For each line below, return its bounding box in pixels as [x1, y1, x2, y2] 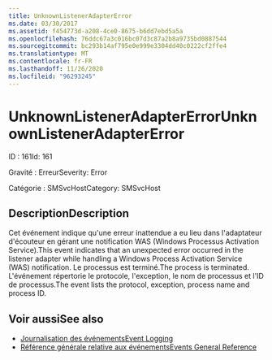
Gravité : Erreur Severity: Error [8, 167, 108, 177]
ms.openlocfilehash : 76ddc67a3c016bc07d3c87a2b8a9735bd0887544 [8, 34, 227, 43]
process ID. [8, 288, 47, 298]
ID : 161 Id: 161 [8, 151, 53, 161]
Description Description [8, 206, 130, 220]
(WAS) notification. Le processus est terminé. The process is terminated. [8, 262, 250, 272]
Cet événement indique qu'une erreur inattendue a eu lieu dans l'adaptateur [8, 228, 262, 238]
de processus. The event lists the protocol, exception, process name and [8, 280, 250, 289]
